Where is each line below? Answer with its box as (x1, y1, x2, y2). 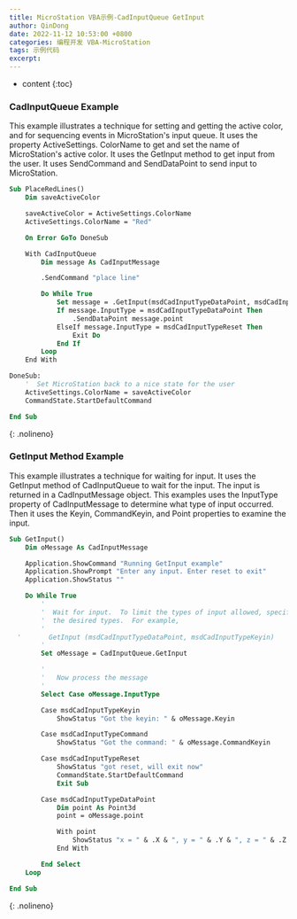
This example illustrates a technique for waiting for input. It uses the (9, 471, 256, 481)
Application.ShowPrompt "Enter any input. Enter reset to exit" (25, 567, 267, 576)
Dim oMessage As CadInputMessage (25, 542, 148, 552)
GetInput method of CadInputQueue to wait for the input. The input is (9, 479, 261, 490)
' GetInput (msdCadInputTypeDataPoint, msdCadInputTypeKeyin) (17, 633, 275, 642)
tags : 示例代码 (9, 46, 60, 55)
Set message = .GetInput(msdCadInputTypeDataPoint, (56, 298, 251, 307)
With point (56, 828, 97, 837)
